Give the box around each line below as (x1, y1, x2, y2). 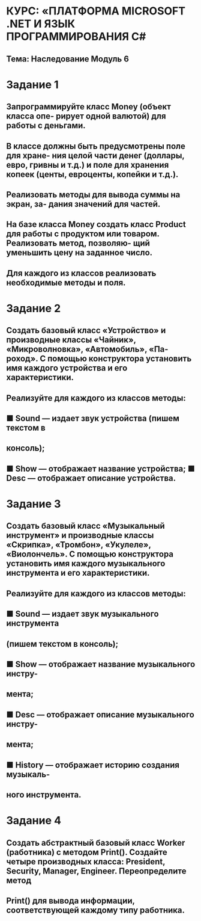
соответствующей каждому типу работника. (6, 905, 185, 915)
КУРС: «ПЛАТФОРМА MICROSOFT (6, 4, 186, 18)
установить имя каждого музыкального (6, 558, 166, 569)
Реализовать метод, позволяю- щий (6, 238, 150, 248)
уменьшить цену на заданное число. (6, 248, 153, 258)
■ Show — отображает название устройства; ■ (6, 463, 195, 473)
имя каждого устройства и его (6, 363, 128, 374)
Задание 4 (6, 814, 62, 828)
